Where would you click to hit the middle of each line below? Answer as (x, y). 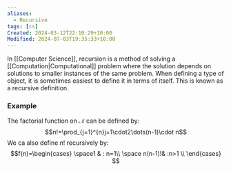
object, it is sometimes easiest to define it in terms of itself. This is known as (115, 81)
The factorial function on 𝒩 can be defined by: (73, 121)
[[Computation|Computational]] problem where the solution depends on (109, 66)
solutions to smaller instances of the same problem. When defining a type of (115, 74)
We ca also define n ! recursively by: (58, 143)
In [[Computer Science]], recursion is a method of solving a (91, 59)
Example (22, 106)
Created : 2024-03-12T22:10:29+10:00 (60, 33)
